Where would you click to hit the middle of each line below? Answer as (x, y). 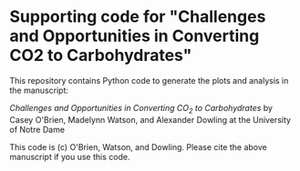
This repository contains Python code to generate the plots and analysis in (149, 80)
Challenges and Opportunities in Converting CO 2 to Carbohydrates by (141, 109)
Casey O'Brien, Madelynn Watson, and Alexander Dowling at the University (150, 119)
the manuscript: (39, 90)
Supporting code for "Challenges (138, 17)
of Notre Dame (37, 129)
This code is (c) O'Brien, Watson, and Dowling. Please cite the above (138, 146)
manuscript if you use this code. (70, 156)
